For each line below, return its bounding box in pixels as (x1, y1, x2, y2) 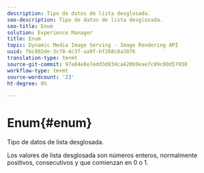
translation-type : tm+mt (7, 55, 78, 62)
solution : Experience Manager (7, 29, 93, 36)
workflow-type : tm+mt (7, 67, 69, 74)
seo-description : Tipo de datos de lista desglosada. (7, 16, 164, 23)
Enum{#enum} (7, 116, 92, 131)
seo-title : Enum (7, 23, 53, 29)
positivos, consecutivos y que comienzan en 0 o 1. (7, 159, 149, 167)
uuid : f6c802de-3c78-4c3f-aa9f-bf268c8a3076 (7, 49, 136, 55)
